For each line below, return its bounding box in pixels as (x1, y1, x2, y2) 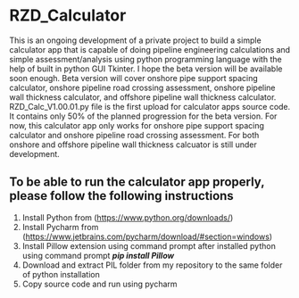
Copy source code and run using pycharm (21, 278, 178, 289)
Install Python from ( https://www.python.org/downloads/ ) (21, 211, 234, 223)
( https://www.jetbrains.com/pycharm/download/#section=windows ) (21, 231, 273, 242)
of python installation (21, 269, 100, 279)
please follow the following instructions (9, 188, 234, 203)
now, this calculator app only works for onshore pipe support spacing (9, 120, 265, 130)
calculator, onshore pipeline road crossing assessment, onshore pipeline (9, 82, 276, 93)
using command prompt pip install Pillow (21, 250, 175, 261)
